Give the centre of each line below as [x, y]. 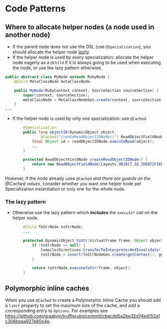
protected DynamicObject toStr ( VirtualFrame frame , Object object [93, 241]
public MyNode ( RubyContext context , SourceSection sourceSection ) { [86, 90]
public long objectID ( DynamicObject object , [70, 132]
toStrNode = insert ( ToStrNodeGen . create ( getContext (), [98, 254]
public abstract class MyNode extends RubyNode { [58, 77]
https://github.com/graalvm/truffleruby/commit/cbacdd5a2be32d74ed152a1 [83, 316]
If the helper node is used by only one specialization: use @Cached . [80, 119]
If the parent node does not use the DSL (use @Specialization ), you [82, 47]
